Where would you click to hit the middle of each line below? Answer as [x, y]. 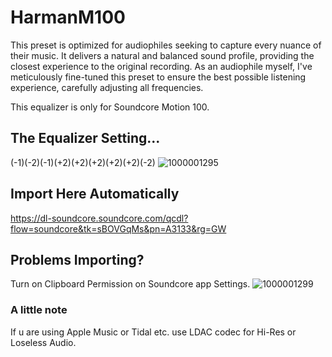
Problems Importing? [77, 259]
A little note [39, 310]
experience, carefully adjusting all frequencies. [107, 87]
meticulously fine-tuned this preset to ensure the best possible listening [158, 77]
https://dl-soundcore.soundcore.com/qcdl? [99, 218]
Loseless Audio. [43, 342]
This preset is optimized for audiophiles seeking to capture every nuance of [166, 45]
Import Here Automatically [95, 194]
